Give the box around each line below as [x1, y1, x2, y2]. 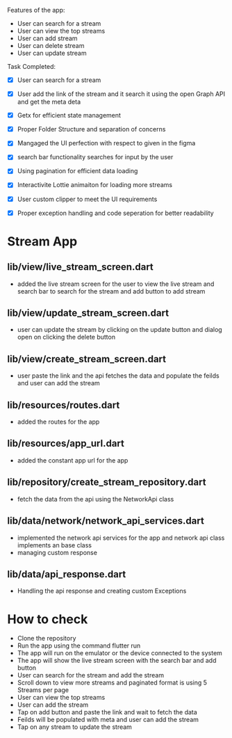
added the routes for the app [17, 417, 100, 426]
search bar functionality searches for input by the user [17, 153, 174, 161]
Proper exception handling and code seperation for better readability [17, 209, 214, 217]
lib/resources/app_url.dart [7, 438, 125, 449]
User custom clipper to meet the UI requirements [17, 195, 158, 203]
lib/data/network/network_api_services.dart [7, 515, 205, 527]
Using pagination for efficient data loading [17, 167, 138, 175]
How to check [7, 611, 88, 627]
